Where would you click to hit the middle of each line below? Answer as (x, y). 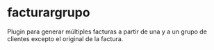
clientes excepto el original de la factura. (65, 38)
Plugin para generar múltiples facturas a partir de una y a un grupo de (107, 32)
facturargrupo (49, 13)
